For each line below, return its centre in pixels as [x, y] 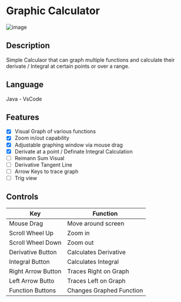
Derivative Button [33, 252]
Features [23, 117]
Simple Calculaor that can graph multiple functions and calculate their [90, 59]
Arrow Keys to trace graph [46, 171]
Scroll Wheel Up [31, 233]
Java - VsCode [24, 99]
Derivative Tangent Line [43, 165]
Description [28, 46]
